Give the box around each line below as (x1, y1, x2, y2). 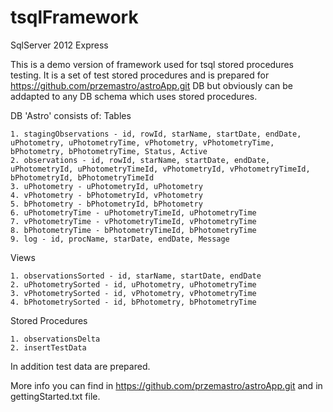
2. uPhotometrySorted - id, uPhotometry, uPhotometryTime (10, 279, 257, 290)
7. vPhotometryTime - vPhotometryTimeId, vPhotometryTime (10, 216, 257, 226)
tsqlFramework (10, 6, 139, 29)
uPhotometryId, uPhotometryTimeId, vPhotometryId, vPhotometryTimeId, (10, 164, 311, 174)
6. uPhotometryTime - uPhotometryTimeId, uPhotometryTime (10, 207, 257, 218)
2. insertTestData (10, 342, 87, 353)
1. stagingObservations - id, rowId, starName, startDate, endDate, (10, 129, 302, 139)
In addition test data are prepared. (10, 360, 151, 372)
